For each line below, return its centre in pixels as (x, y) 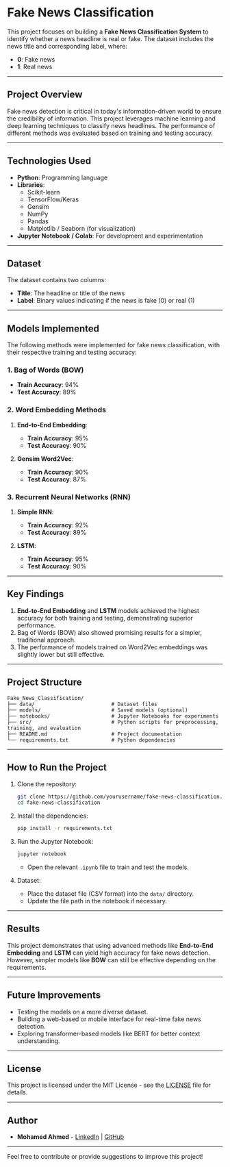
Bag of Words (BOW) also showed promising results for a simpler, (109, 632)
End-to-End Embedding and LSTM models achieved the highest (108, 610)
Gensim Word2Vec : (45, 459)
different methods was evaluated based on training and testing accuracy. (110, 133)
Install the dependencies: (53, 816)
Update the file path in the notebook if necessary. (97, 901)
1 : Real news (35, 66)
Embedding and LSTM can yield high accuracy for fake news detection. (108, 953)
